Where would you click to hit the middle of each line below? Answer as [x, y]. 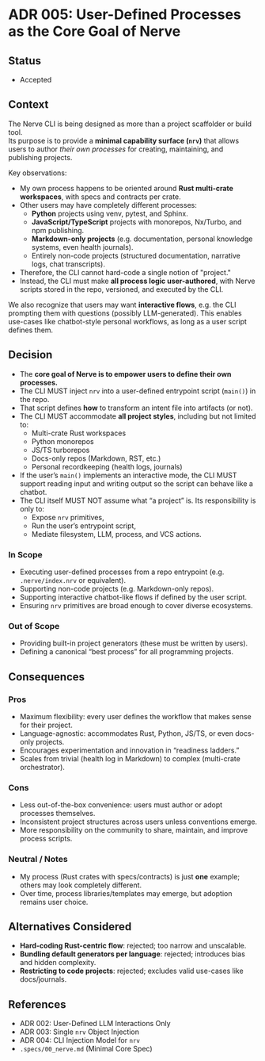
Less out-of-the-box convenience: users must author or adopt [121, 805]
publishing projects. [40, 157]
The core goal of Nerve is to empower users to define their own [125, 373]
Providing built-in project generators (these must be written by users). [134, 643]
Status [25, 61]
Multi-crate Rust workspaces [79, 433]
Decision [30, 355]
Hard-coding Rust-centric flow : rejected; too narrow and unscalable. [133, 946]
